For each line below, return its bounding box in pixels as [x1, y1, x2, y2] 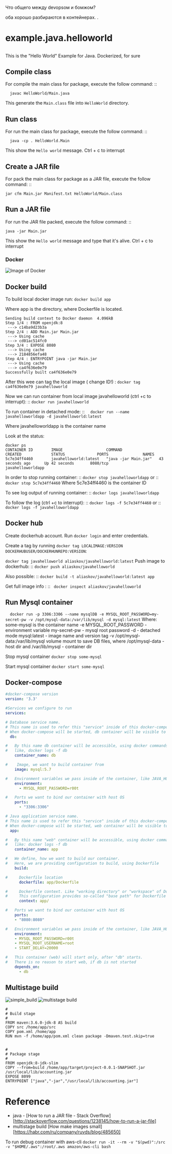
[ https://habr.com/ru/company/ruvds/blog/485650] [12, 1129, 121, 1135]
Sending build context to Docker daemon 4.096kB [5, 315, 114, 321]
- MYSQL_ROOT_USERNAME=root [14, 941, 74, 946]
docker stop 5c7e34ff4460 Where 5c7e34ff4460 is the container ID [5, 480, 147, 486]
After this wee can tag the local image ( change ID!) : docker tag [5, 379, 141, 385]
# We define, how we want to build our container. [5, 856, 120, 861]
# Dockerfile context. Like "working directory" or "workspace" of [5, 889, 161, 894]
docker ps [5, 443, 27, 448]
